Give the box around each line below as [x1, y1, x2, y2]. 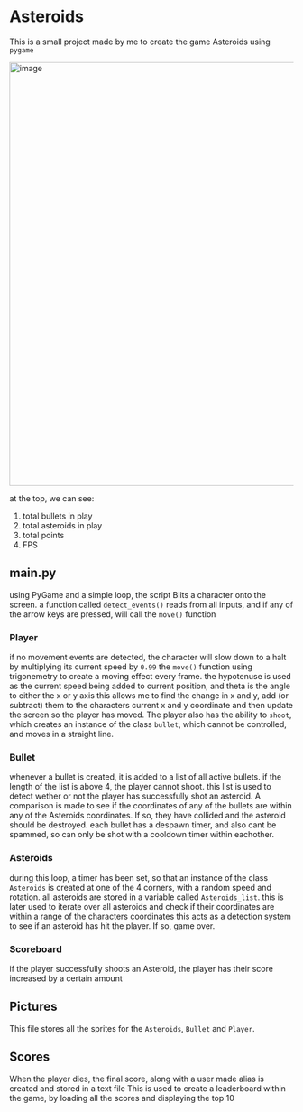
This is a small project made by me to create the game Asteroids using [9, 36, 271, 47]
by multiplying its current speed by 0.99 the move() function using [9, 661, 252, 672]
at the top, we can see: [9, 492, 95, 503]
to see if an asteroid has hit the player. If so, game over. [9, 920, 216, 931]
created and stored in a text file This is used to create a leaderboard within [9, 1082, 287, 1094]
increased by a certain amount [9, 973, 124, 984]
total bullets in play [22, 510, 93, 521]
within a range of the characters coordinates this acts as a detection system [9, 911, 291, 921]
